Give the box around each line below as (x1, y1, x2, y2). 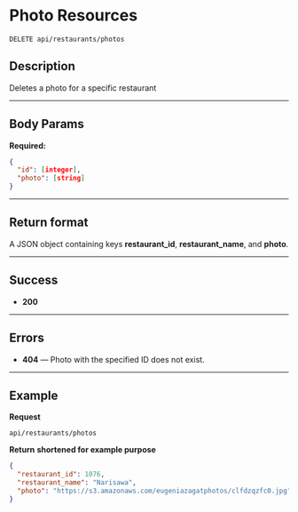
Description (9, 59, 75, 74)
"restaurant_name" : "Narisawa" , (17, 478, 137, 487)
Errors (9, 331, 44, 346)
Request (9, 412, 42, 422)
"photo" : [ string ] (17, 174, 86, 183)
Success (9, 273, 59, 288)
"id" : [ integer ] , (17, 165, 82, 174)
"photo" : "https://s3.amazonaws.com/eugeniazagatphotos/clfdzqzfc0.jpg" (17, 486, 292, 495)
